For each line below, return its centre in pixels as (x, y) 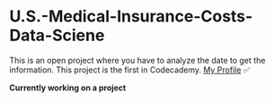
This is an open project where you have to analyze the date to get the (137, 60)
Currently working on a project (68, 88)
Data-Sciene (57, 35)
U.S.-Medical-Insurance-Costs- (131, 17)
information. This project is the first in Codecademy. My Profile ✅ (130, 70)
